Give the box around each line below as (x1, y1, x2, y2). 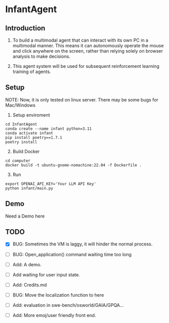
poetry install (5, 139, 38, 145)
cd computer (5, 158, 30, 163)
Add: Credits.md (12, 281, 47, 288)
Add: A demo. (12, 261, 42, 267)
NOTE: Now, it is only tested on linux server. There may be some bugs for (5, 96, 159, 102)
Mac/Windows (5, 102, 36, 108)
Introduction (5, 24, 46, 32)
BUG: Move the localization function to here (12, 292, 104, 298)
